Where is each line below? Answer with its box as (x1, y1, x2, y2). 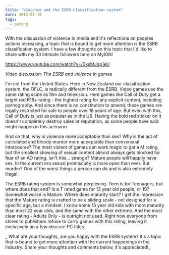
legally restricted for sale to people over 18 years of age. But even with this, (5, 108, 162, 114)
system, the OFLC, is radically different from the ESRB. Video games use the (5, 86, 164, 92)
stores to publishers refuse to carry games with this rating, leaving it (5, 218, 147, 225)
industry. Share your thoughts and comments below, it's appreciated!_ (5, 244, 151, 250)
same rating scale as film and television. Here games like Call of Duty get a (5, 91, 160, 97)
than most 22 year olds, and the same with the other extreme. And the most (5, 208, 162, 214)
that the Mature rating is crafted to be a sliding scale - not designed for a (5, 197, 156, 203)
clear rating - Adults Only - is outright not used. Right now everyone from (5, 213, 157, 219)
